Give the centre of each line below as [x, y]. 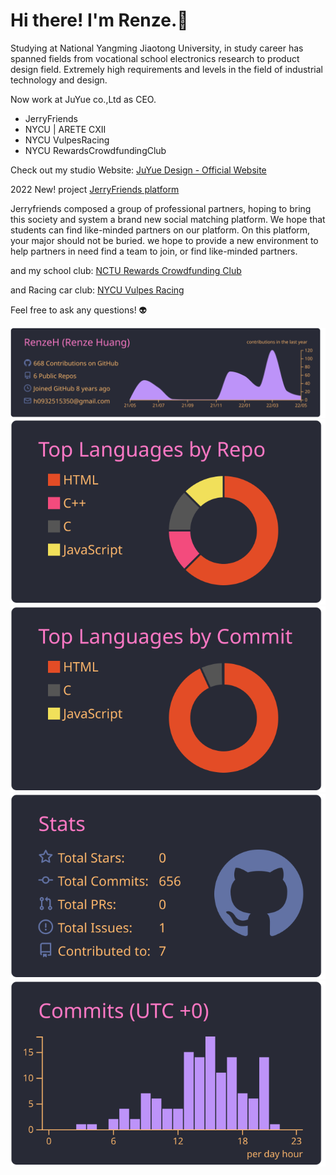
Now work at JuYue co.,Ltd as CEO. [83, 99]
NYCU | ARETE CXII [65, 129]
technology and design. [59, 80]
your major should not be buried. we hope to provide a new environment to [164, 240]
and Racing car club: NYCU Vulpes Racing [97, 290]
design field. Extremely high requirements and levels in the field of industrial [166, 69]
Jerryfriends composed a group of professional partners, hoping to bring [161, 208]
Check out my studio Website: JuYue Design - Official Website [138, 170]
